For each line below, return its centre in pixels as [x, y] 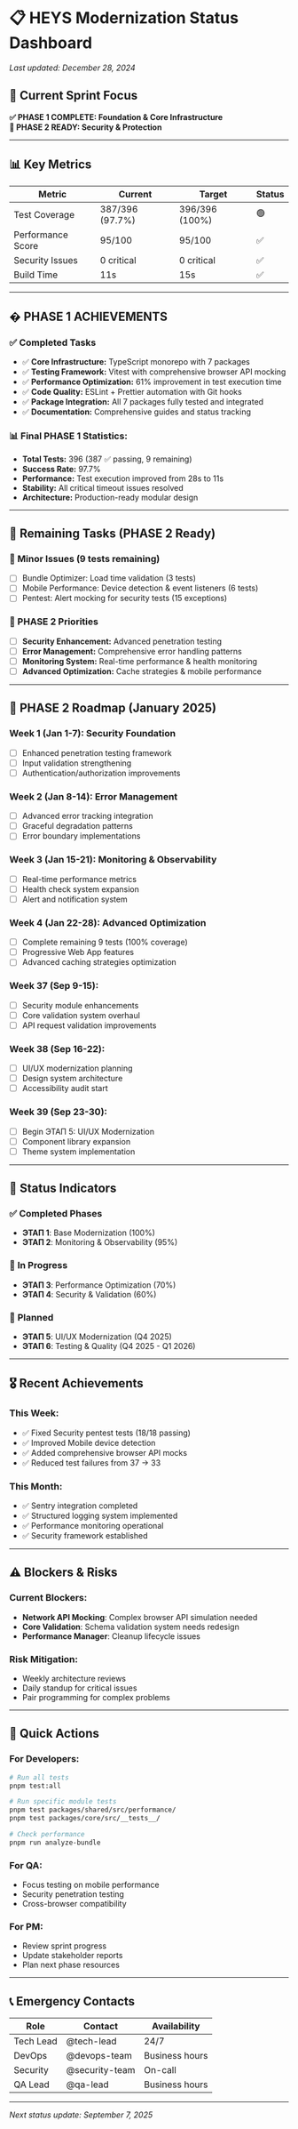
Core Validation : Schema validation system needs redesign [130, 1627]
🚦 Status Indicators [63, 1189]
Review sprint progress [64, 1946]
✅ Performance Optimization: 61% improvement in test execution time [152, 382]
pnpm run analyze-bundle [55, 1843]
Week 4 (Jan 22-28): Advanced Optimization [108, 922]
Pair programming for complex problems [96, 1697]
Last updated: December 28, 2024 [72, 68]
